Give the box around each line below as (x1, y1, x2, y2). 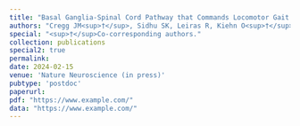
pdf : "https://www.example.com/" (9, 95, 134, 105)
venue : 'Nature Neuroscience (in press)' (9, 71, 166, 80)
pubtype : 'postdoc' (9, 79, 82, 88)
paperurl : (9, 87, 46, 96)
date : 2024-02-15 (9, 63, 74, 72)
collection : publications (9, 37, 105, 47)
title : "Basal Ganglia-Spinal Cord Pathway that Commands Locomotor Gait (9, 12, 290, 22)
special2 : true (9, 46, 66, 55)
